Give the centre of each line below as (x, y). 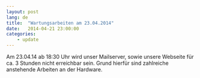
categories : (21, 34)
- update (28, 40)
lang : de (17, 17)
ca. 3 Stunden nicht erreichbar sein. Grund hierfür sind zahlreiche (88, 63)
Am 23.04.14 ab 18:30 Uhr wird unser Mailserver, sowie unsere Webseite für (100, 57)
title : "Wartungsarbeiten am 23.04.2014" (60, 23)
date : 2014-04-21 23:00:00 (43, 28)
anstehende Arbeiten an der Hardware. (55, 69)
